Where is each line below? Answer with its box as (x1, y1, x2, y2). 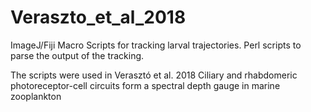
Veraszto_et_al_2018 (10, 6, 187, 29)
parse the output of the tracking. (10, 49, 145, 61)
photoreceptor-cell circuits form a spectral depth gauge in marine (10, 79, 281, 91)
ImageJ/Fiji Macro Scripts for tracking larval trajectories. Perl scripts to (10, 39, 302, 51)
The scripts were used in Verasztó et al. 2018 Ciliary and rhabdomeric (10, 69, 298, 81)
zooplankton (10, 90, 62, 102)
